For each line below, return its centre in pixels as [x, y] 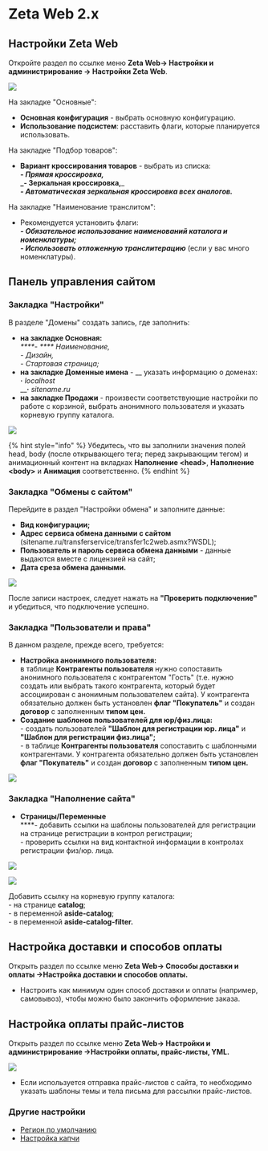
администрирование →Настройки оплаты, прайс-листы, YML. [119, 1052]
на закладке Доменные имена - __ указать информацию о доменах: [139, 372]
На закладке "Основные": [53, 102]
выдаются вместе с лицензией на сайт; [87, 558]
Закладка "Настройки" [56, 304]
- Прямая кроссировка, [62, 174]
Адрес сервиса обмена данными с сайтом [95, 533]
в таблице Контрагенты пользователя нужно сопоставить [121, 669]
